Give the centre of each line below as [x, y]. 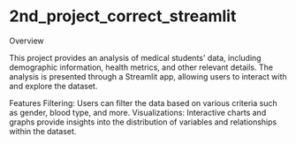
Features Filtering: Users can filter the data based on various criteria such [143, 102]
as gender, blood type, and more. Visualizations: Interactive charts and [138, 112]
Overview [27, 41]
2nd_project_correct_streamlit [123, 16]
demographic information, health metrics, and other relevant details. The [141, 67]
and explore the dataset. [53, 86]
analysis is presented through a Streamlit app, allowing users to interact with [148, 76]
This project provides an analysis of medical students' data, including [136, 57]
